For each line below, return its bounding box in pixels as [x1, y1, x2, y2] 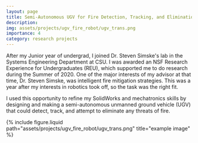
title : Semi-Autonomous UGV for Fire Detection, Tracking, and [6, 14, 165, 20]
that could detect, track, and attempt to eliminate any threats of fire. [6, 107, 171, 114]
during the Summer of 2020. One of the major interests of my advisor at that [6, 71, 192, 78]
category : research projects [6, 36, 78, 42]
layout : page [6, 8, 38, 15]
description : [6, 19, 38, 25]
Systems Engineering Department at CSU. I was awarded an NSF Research [6, 58, 188, 65]
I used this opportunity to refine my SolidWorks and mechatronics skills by [6, 95, 187, 102]
